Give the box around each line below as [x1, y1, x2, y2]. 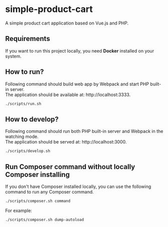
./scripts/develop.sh [5, 148, 51, 153]
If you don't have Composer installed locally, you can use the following [5, 183, 151, 189]
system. [5, 53, 22, 59]
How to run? [5, 67, 44, 76]
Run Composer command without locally [5, 162, 135, 171]
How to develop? [5, 115, 59, 123]
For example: [5, 207, 33, 213]
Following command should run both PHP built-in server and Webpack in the [5, 128, 163, 134]
